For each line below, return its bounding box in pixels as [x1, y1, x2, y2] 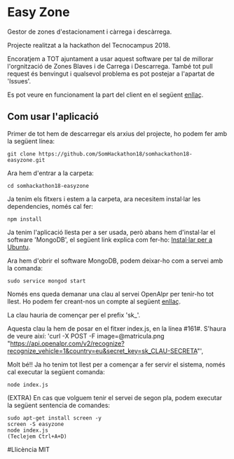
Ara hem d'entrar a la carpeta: [7, 169, 95, 177]
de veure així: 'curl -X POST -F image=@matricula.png [7, 331, 165, 340]
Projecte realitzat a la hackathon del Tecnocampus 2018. [7, 41, 170, 49]
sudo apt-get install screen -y [7, 414, 102, 421]
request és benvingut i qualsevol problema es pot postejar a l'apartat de [7, 69, 215, 78]
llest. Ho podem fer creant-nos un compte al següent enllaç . [7, 297, 181, 306]
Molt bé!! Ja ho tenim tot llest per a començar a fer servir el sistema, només [7, 360, 226, 369]
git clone [7, 150, 36, 158]
